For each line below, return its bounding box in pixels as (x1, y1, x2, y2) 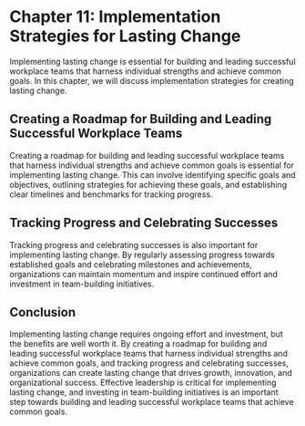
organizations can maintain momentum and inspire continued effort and (9, 268, 278, 279)
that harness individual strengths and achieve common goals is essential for (9, 160, 294, 171)
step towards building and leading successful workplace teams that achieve (9, 397, 294, 408)
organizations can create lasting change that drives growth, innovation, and (9, 368, 293, 379)
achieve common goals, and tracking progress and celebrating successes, (9, 358, 290, 369)
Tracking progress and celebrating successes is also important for (9, 239, 259, 250)
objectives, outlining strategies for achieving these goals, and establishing (9, 179, 288, 190)
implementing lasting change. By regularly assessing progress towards (9, 249, 275, 260)
